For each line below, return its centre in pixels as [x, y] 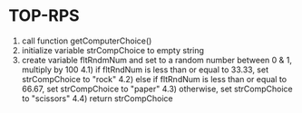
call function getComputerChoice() [87, 41]
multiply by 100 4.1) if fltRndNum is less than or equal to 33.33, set [145, 70]
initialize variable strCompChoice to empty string [113, 50]
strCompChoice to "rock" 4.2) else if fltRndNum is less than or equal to [154, 79]
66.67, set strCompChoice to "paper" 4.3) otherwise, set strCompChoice [157, 89]
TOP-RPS [44, 16]
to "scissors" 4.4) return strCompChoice [97, 98]
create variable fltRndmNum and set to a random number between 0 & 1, [156, 60]
